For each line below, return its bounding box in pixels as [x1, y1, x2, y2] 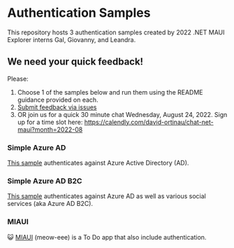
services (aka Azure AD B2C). [7, 200, 93, 208]
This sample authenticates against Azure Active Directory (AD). [7, 159, 189, 167]
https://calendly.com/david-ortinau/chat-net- [84, 118, 214, 126]
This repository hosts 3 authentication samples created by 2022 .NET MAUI [7, 28, 225, 36]
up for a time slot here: [17, 118, 83, 126]
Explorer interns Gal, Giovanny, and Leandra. [7, 35, 136, 43]
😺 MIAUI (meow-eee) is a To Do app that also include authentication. [7, 233, 207, 241]
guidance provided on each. [17, 95, 99, 104]
